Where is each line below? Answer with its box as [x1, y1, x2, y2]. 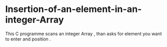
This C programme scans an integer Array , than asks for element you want [5, 30, 162, 36]
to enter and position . [5, 36, 52, 42]
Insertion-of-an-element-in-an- [5, 3, 142, 15]
